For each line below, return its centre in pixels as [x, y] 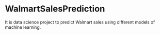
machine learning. [23, 27]
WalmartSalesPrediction [55, 9]
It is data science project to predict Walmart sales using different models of [80, 22]
